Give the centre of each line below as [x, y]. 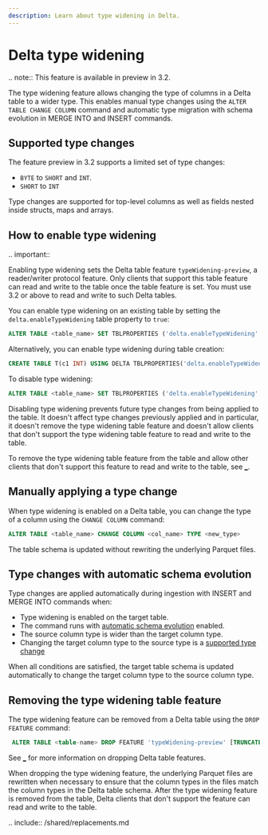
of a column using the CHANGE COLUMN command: [87, 519]
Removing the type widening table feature [115, 700]
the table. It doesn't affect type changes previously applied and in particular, [134, 417]
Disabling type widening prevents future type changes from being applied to [134, 408]
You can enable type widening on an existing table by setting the [114, 311]
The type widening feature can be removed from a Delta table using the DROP [134, 719]
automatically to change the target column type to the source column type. [131, 675]
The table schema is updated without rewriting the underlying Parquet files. [132, 549]
